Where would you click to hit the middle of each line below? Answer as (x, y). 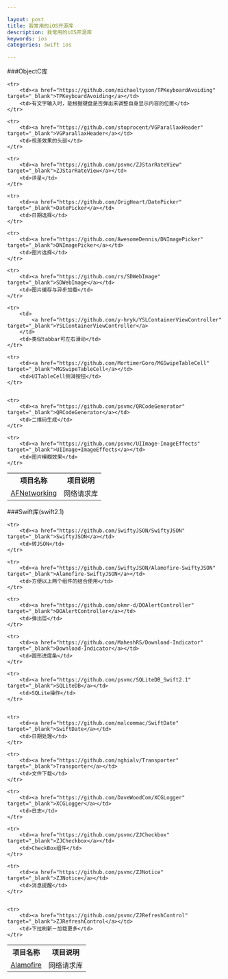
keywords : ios (27, 38)
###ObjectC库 (27, 71)
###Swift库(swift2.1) (36, 512)
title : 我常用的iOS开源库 (40, 26)
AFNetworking (34, 493)
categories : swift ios (39, 45)
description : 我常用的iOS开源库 (50, 32)
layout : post (26, 19)
